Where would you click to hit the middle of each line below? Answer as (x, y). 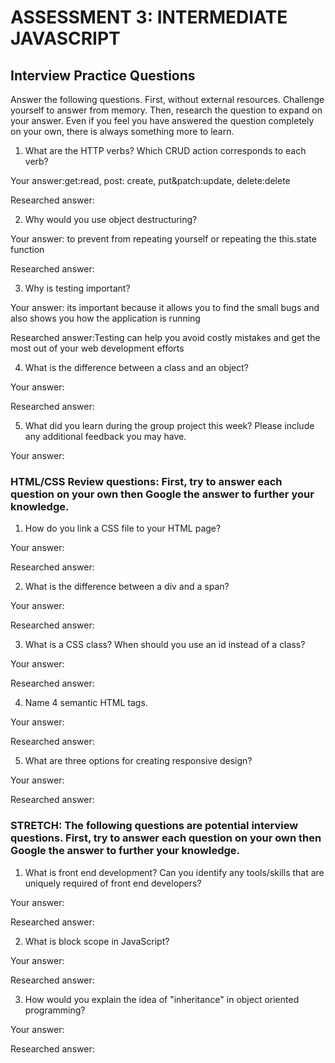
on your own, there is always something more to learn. (122, 131)
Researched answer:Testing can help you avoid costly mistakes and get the (165, 337)
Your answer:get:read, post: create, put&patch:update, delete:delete (150, 180)
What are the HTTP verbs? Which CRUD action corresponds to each (165, 150)
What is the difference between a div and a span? (127, 587)
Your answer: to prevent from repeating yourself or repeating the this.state (163, 239)
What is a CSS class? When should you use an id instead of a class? (165, 645)
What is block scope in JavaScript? (97, 941)
